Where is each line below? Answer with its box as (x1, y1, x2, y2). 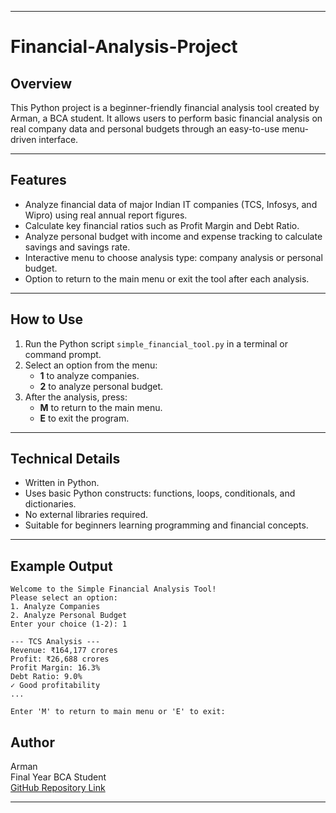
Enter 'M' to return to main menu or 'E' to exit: (10, 707, 226, 717)
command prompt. (24, 348, 102, 360)
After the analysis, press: (24, 391, 128, 403)
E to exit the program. (39, 412, 130, 424)
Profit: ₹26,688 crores (10, 654, 110, 665)
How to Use (10, 311, 84, 328)
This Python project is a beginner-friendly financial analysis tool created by (10, 102, 320, 113)
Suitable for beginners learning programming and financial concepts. (24, 519, 309, 531)
